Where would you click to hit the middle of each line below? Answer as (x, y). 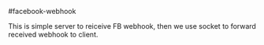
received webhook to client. (53, 35)
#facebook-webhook (42, 11)
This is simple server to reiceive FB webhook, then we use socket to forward (132, 26)
